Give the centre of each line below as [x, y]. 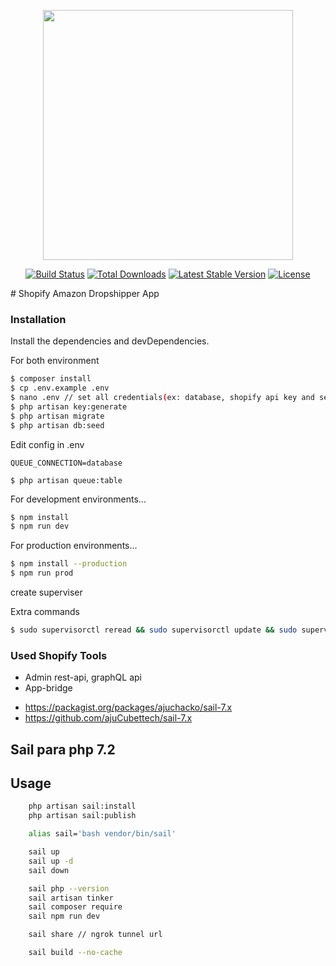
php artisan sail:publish [82, 816]
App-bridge [48, 688]
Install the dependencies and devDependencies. [110, 341]
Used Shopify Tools [59, 655]
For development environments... [78, 499]
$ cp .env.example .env [60, 388]
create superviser [46, 592]
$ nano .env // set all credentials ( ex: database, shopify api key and [162, 398]
